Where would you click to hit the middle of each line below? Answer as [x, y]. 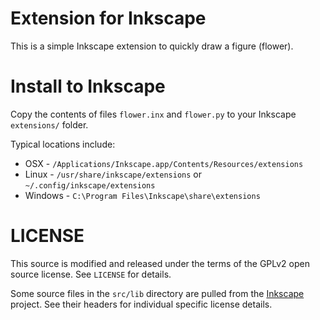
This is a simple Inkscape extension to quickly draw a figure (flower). [152, 46]
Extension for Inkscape [108, 18]
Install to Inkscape [88, 86]
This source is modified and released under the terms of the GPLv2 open [160, 263]
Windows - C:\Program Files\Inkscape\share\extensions [142, 195]
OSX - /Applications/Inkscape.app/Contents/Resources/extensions [164, 163]
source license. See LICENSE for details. [91, 274]
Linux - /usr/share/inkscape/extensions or [113, 174]
